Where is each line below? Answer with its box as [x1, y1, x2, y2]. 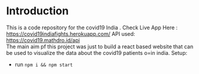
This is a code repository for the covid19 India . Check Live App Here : [6, 24, 178, 31]
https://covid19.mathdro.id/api [6, 36, 80, 44]
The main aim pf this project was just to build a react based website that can [6, 43, 194, 50]
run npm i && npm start [14, 61, 73, 68]
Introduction [6, 4, 69, 18]
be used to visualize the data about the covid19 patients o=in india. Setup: [6, 49, 188, 56]
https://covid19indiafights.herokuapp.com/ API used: [6, 30, 135, 37]
